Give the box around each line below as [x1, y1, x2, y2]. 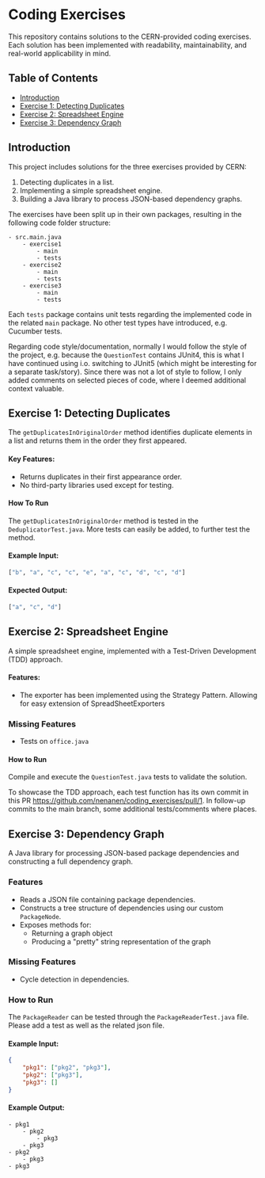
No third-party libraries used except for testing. [19, 480, 174, 490]
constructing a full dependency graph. [8, 857, 133, 867]
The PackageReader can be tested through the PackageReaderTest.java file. [8, 1012, 249, 1022]
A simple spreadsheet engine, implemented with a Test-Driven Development [8, 646, 257, 655]
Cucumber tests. [8, 326, 62, 336]
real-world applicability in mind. [8, 48, 112, 58]
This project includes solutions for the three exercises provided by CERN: [8, 162, 247, 171]
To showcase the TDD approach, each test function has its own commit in [8, 787, 249, 797]
